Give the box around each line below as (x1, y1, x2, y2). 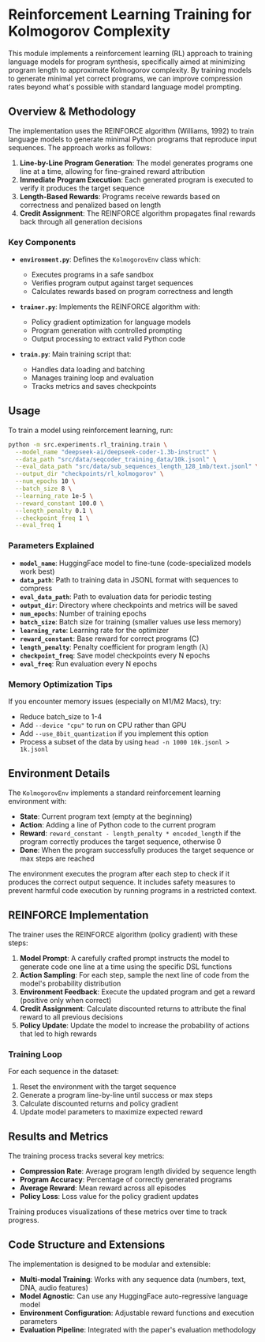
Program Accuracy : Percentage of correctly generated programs (19, 1174, 233, 1184)
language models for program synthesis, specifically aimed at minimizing (8, 57, 246, 66)
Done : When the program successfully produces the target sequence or (19, 845, 255, 854)
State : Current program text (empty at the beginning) (19, 812, 192, 821)
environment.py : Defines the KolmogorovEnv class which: (19, 254, 201, 264)
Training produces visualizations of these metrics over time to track (8, 1207, 227, 1216)
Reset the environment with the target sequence (19, 1081, 177, 1091)
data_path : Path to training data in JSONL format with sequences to (19, 575, 239, 584)
